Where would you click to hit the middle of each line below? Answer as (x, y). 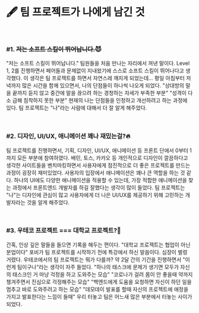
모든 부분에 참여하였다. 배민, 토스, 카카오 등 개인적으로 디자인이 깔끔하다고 (102, 157)
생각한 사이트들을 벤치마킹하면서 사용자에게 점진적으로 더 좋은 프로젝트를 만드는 (98, 165)
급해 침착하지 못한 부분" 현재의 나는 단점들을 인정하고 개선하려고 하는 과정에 (100, 100)
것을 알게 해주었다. (48, 202)
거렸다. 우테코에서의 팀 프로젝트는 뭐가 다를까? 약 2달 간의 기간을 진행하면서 (94, 260)
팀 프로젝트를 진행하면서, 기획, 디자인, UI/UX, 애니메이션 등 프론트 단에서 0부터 (97, 150)
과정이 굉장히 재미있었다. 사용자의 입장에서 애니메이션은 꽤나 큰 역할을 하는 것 (96, 172)
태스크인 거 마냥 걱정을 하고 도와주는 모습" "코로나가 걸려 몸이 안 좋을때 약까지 (102, 274)
